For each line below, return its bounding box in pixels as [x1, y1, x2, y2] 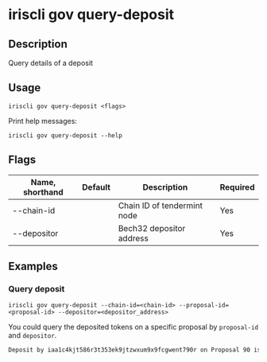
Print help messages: [8, 116, 78, 125]
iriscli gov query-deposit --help [8, 131, 123, 140]
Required [219, 181, 255, 192]
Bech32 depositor [118, 222, 186, 233]
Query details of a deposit [8, 58, 94, 67]
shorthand [22, 187, 64, 198]
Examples [8, 260, 58, 273]
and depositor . [8, 331, 57, 341]
